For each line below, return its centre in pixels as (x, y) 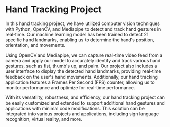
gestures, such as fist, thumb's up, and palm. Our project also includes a (81, 66)
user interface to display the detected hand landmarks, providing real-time (83, 71)
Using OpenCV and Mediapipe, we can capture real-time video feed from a (84, 55)
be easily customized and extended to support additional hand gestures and (85, 103)
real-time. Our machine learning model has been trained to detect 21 (77, 34)
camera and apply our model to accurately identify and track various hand (83, 60)
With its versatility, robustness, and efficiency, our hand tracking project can (85, 97)
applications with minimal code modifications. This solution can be (75, 108)
